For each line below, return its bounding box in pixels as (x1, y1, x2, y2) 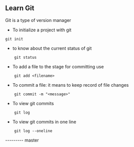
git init (5, 36, 23, 41)
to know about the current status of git (12, 45, 92, 51)
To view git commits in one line (12, 119, 76, 125)
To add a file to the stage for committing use (12, 63, 104, 69)
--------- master (5, 137, 39, 143)
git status (14, 55, 37, 60)
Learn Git (5, 4, 34, 12)
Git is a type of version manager (5, 17, 71, 23)
